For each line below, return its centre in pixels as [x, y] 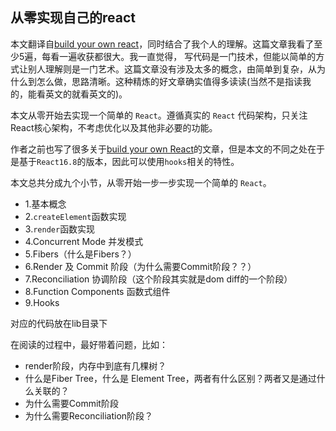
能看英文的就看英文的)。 [77, 94]
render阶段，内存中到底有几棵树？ [95, 365]
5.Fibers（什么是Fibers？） [80, 254]
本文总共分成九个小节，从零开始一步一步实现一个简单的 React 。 [141, 182]
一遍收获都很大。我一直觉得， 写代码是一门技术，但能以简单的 [188, 56]
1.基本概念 [45, 204]
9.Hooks [42, 302]
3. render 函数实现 [60, 229]
